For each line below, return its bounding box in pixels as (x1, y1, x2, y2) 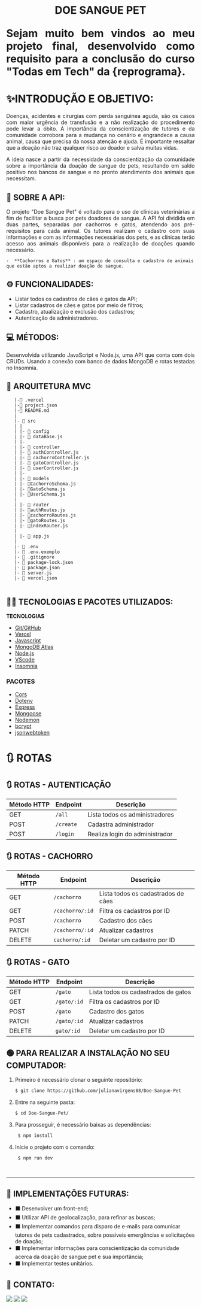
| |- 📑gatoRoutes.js (14, 518, 66, 524)
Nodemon (14, 717, 40, 724)
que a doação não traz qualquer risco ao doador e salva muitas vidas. (6, 144, 178, 151)
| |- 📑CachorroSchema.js (14, 481, 77, 487)
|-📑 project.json (14, 402, 58, 408)
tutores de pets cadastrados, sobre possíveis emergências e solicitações (14, 1231, 195, 1239)
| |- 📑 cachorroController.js (14, 455, 90, 461)
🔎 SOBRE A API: (6, 192, 65, 202)
